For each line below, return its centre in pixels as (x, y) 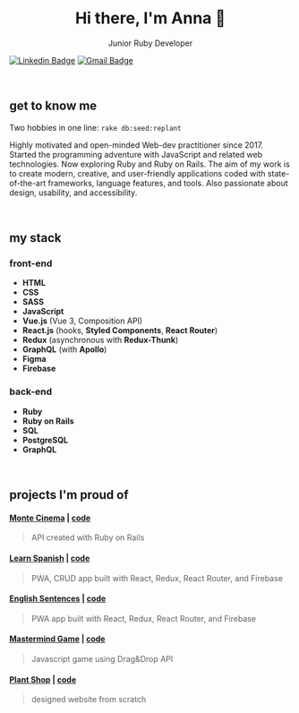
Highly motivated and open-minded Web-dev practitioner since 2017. (137, 145)
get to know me (53, 106)
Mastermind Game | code (57, 639)
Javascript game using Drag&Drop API (102, 658)
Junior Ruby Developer (150, 43)
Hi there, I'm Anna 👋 (150, 18)
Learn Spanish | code (50, 558)
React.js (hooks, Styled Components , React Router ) (120, 331)
